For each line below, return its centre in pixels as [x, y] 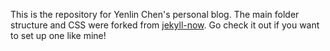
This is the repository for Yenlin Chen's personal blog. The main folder [155, 14]
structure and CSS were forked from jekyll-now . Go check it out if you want [165, 25]
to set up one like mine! [58, 35]
